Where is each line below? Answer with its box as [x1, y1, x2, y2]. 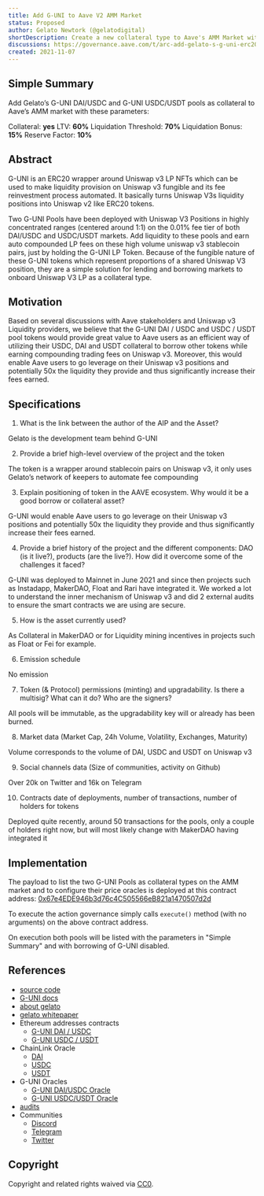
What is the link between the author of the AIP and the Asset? [19, 419, 219, 428]
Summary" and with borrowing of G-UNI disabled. [8, 941, 170, 951]
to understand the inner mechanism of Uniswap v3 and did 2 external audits [8, 592, 255, 602]
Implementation [8, 856, 88, 869]
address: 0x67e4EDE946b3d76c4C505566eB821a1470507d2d [8, 894, 211, 903]
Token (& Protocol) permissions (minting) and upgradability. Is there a [19, 685, 245, 695]
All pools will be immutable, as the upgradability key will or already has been [8, 709, 255, 718]
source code [19, 984, 61, 994]
